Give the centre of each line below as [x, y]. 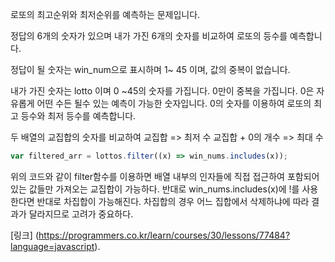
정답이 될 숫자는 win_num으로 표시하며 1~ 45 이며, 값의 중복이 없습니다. [150, 69]
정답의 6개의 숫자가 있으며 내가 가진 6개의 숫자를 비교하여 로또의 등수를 [149, 36]
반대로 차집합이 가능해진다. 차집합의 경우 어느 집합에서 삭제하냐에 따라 [173, 201]
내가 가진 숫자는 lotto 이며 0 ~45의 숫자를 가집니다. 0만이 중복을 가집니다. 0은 [162, 91]
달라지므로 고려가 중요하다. [81, 214]
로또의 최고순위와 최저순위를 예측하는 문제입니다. [105, 14]
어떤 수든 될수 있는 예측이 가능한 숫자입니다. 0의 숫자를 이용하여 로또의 [174, 103]
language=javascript [52, 246]
